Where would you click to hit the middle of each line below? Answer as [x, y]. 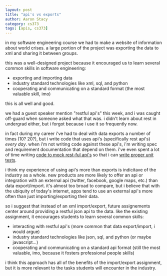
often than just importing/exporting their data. [52, 196]
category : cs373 [22, 24]
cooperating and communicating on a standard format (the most [78, 88]
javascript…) [25, 242]
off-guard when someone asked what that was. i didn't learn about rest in [81, 118]
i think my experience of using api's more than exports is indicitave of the [81, 170]
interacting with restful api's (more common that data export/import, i [83, 226]
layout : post [19, 10]
